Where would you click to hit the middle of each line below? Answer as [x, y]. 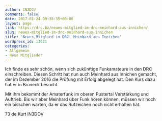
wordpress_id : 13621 [26, 42]
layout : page [18, 23]
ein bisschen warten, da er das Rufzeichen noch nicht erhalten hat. [73, 105]
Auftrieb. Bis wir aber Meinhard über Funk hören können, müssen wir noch [81, 99]
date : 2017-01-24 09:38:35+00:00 [39, 19]
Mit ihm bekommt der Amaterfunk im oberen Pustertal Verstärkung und [77, 94]
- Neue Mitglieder [24, 55]
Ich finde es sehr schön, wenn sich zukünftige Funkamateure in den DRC [79, 69]
